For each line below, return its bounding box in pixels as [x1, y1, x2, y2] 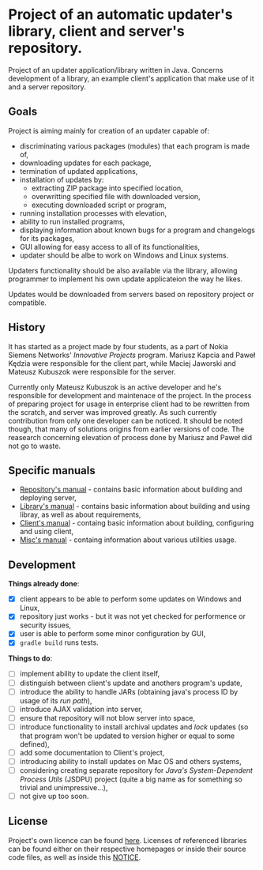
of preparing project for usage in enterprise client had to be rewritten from [8, 399, 250, 409]
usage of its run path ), [19, 695, 92, 705]
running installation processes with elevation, [19, 208, 167, 218]
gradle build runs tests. [19, 638, 99, 647]
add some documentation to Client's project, [19, 748, 165, 757]
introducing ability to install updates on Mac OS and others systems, [19, 756, 242, 766]
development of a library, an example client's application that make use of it [8, 73, 254, 83]
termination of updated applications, [19, 166, 138, 175]
